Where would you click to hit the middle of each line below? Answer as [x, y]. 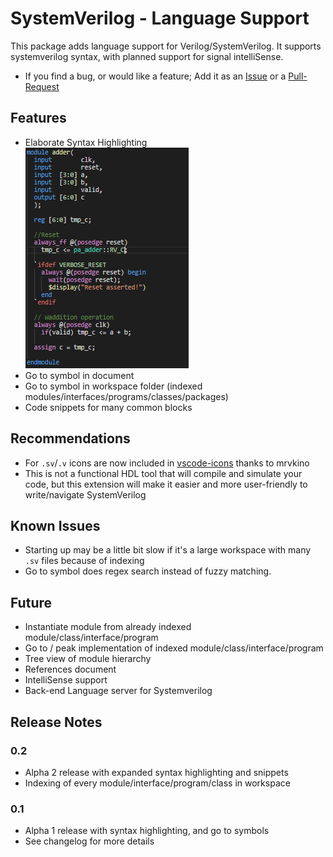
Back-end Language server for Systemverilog [118, 691]
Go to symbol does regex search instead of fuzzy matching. [148, 571]
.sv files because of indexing [84, 561]
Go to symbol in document [79, 375]
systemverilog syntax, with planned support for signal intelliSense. [147, 56]
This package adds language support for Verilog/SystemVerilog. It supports [166, 46]
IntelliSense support [66, 680]
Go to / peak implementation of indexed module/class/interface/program [174, 648]
